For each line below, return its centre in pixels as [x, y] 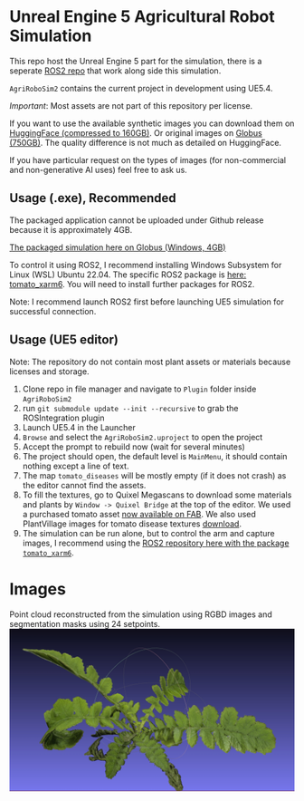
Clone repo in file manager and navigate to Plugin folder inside [139, 389]
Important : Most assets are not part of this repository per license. [131, 105]
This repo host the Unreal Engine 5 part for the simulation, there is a [136, 61]
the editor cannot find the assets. [84, 485]
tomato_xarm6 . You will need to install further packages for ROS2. [132, 284]
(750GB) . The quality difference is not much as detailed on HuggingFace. [146, 142]
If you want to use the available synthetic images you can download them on [152, 123]
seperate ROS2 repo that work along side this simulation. [115, 71]
